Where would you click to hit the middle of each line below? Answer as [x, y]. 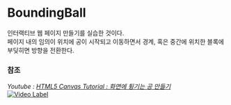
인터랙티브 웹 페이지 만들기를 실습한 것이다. [66, 33]
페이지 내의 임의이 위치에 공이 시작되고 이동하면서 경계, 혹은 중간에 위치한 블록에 [116, 41]
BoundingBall [47, 13]
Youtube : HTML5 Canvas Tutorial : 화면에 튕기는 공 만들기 [89, 87]
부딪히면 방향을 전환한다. [41, 50]
